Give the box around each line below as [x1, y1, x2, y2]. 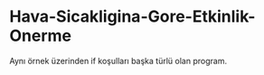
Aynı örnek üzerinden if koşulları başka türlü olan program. [9, 55, 228, 66]
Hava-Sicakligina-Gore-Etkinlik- [9, 6, 256, 27]
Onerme [9, 25, 72, 46]
